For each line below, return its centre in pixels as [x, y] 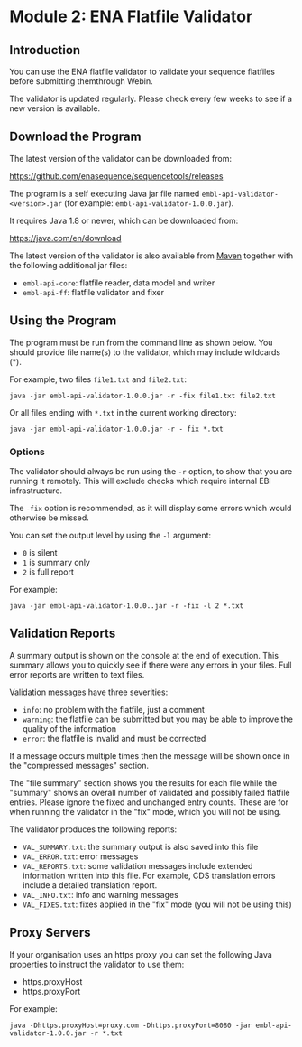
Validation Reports [63, 634]
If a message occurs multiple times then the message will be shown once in [150, 755]
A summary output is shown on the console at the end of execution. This [144, 655]
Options [27, 452]
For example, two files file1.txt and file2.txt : [98, 379]
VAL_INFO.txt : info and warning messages [100, 894]
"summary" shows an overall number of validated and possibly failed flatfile [150, 792]
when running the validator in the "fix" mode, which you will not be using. [146, 811]
